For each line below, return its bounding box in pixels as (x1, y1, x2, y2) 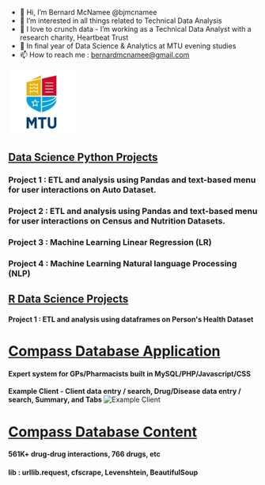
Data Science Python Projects (8, 151, 158, 164)
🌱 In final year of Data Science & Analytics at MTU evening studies (19, 41, 237, 51)
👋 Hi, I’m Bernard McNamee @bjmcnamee (19, 8, 157, 17)
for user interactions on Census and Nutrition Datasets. (8, 216, 225, 227)
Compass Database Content (8, 422, 198, 441)
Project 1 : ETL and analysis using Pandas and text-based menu (8, 174, 256, 185)
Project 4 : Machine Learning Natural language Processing (8, 258, 237, 269)
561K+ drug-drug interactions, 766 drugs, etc (8, 449, 161, 459)
